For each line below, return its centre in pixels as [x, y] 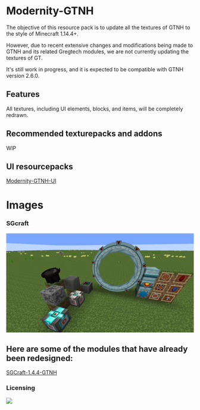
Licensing [21, 388]
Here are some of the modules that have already [97, 349]
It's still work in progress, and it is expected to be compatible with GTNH [95, 69]
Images [25, 205]
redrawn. [17, 115]
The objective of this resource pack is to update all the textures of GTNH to [98, 27]
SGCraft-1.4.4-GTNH [32, 373]
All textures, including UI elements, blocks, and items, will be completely [95, 109]
